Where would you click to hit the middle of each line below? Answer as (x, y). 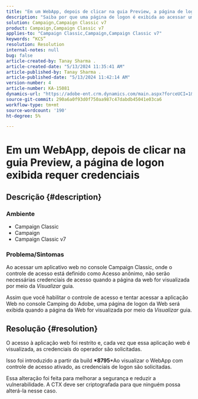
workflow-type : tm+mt (33, 105)
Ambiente (21, 214)
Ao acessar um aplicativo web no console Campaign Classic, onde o (89, 267)
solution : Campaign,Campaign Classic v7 (57, 22)
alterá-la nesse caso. (32, 391)
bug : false (19, 55)
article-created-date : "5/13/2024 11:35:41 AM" (66, 66)
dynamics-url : (24, 94)
